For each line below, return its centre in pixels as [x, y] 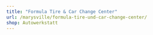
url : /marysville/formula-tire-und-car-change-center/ [77, 17]
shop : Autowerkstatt [32, 23]
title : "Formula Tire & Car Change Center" [62, 12]
